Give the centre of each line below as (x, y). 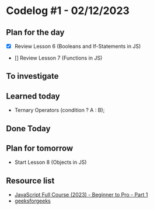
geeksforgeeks (32, 201)
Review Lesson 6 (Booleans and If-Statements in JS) (78, 46)
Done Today (28, 129)
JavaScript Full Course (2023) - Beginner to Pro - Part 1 (81, 195)
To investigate (32, 76)
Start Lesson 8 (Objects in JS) (50, 162)
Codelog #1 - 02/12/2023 (68, 11)
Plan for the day (35, 32)
